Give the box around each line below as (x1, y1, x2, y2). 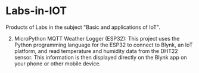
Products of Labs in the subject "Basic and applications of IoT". (5, 24, 160, 31)
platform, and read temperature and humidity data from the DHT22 (14, 47, 178, 54)
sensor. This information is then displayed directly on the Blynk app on (14, 54, 187, 61)
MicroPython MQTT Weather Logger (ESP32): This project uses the (14, 35, 180, 42)
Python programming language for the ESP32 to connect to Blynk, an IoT (14, 41, 193, 48)
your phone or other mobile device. (14, 60, 101, 67)
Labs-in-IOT (5, 4, 67, 18)
